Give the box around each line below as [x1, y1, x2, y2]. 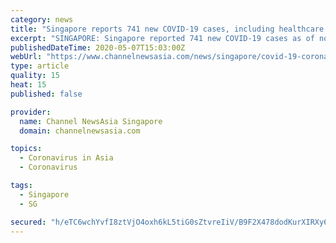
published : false [10, 89, 83, 99]
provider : [10, 107, 52, 117]
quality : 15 [10, 71, 60, 81]
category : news [10, 14, 74, 25]
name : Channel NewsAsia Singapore [19, 116, 163, 126]
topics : [10, 144, 43, 154]
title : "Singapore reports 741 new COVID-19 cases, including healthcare [10, 24, 325, 34]
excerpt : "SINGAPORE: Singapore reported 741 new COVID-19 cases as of [10, 33, 315, 43]
